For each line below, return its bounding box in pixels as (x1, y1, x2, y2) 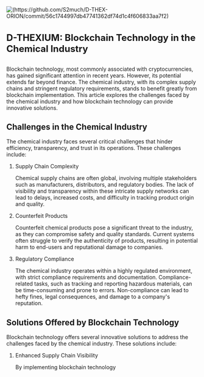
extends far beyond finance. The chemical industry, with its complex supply (6, 78, 196, 85)
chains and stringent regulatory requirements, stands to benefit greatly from (6, 85, 197, 92)
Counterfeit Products (15, 212, 68, 220)
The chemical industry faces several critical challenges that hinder (6, 138, 174, 145)
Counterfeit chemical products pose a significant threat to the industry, (15, 224, 194, 231)
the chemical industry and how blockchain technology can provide (6, 98, 174, 105)
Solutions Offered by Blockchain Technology (6, 317, 180, 328)
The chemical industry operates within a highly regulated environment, (15, 267, 193, 275)
